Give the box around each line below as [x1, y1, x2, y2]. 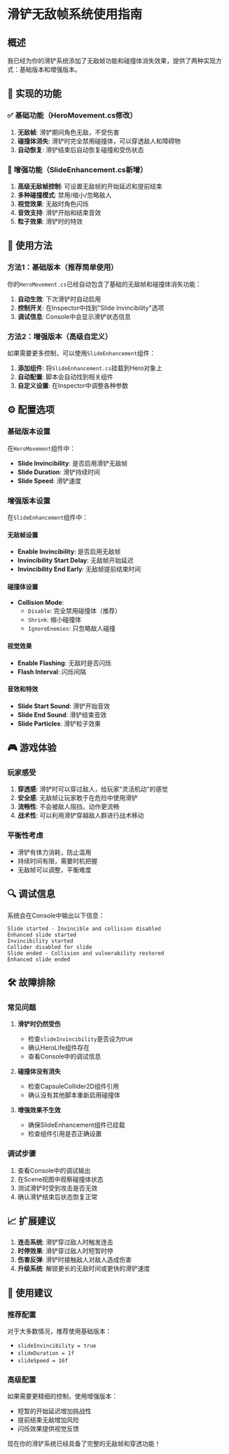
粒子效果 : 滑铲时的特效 [17, 217, 83, 225]
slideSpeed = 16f [17, 1357, 69, 1365]
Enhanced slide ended [7, 956, 71, 963]
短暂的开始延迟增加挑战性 [17, 1407, 92, 1415]
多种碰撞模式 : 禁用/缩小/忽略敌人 [17, 190, 112, 199]
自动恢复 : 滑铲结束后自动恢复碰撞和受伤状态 [17, 145, 144, 154]
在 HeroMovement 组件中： [7, 444, 76, 452]
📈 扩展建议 [7, 1214, 56, 1226]
